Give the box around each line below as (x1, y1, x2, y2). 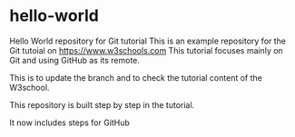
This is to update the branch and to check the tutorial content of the (9, 72, 263, 83)
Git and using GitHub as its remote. (9, 54, 141, 65)
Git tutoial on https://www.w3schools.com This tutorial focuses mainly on (9, 44, 283, 55)
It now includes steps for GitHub (9, 117, 130, 128)
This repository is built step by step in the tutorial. (9, 99, 195, 110)
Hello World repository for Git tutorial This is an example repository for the (9, 35, 287, 46)
